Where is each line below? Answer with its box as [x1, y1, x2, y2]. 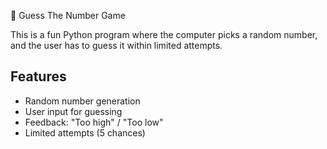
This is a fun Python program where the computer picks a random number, [10, 29, 318, 40]
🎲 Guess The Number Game [10, 10, 126, 21]
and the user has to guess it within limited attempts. [10, 40, 223, 51]
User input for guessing [24, 105, 123, 117]
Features [10, 68, 67, 85]
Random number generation [24, 95, 141, 107]
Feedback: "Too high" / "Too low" [24, 116, 164, 128]
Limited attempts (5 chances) [24, 126, 146, 139]
